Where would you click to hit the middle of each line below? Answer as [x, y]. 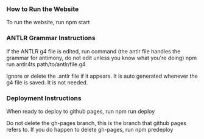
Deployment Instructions [44, 98]
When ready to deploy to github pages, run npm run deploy [81, 111]
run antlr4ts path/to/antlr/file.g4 [46, 64]
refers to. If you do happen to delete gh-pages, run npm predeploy [90, 129]
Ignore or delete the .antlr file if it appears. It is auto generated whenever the [102, 76]
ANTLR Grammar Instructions [51, 38]
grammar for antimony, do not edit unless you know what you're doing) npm [102, 58]
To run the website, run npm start [48, 22]
